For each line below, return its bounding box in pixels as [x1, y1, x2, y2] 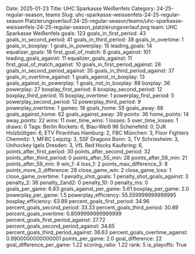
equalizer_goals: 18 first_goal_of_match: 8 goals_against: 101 [6, 49, 151, 55]
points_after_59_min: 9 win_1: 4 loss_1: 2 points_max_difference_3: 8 [6, 160, 168, 167]
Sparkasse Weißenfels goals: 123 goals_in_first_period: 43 [6, 30, 146, 37]
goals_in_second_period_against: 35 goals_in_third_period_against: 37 [6, 67, 175, 74]
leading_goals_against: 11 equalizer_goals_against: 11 [6, 55, 133, 61]
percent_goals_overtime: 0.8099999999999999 [6, 210, 122, 217]
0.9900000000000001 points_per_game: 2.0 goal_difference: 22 [6, 235, 162, 242]
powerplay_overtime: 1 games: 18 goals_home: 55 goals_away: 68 [6, 105, 163, 111]
